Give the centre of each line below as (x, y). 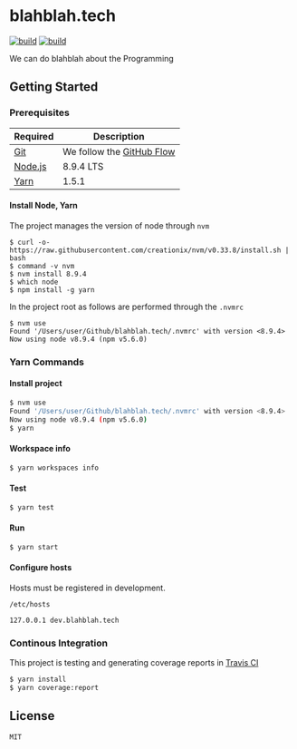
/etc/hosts (30, 604)
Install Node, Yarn (44, 206)
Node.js (30, 166)
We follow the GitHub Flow (119, 151)
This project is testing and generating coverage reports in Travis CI (134, 663)
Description (119, 136)
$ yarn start (34, 547)
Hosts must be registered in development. (87, 588)
